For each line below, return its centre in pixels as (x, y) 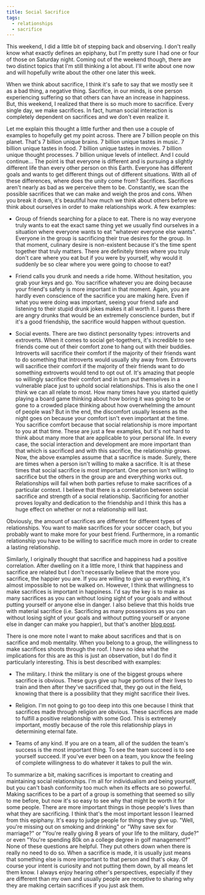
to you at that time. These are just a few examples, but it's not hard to (102, 431)
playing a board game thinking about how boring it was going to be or (103, 399)
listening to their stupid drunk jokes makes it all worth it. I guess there (102, 309)
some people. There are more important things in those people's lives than (100, 807)
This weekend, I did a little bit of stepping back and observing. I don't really (101, 47)
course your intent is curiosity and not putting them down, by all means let (100, 866)
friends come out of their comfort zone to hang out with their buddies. (103, 347)
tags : (13, 18)
